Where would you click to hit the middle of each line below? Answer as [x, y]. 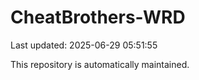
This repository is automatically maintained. [100, 64]
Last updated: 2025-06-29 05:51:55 [84, 45]
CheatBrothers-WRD [98, 17]
